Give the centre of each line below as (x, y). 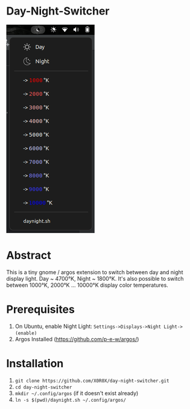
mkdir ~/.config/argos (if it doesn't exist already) (77, 393)
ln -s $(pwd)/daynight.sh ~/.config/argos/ (71, 400)
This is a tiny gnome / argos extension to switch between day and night (95, 272)
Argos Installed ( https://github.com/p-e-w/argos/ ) (77, 339)
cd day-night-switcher (43, 387)
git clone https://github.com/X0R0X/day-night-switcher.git (92, 381)
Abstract (29, 256)
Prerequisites (41, 309)
